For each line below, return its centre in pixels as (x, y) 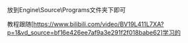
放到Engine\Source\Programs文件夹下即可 (67, 10)
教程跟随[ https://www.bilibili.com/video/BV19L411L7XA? (86, 24)
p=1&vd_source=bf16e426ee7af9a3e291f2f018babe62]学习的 (94, 33)
